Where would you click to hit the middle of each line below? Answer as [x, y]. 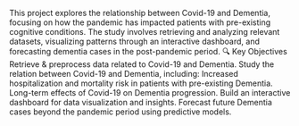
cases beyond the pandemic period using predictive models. [120, 112]
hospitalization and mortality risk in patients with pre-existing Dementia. [141, 83]
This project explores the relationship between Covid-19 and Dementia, [140, 13]
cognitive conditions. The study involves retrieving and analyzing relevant [145, 32]
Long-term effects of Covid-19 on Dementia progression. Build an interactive [150, 92]
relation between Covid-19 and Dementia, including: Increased [124, 74]
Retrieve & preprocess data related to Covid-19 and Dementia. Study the [142, 64]
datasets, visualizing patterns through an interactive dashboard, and [135, 41]
